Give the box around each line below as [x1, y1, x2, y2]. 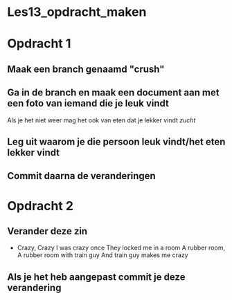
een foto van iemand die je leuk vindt [7, 97, 170, 109]
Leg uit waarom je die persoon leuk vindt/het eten [7, 135, 226, 147]
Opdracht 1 [7, 36, 71, 52]
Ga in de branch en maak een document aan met [7, 87, 220, 99]
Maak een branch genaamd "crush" [7, 63, 165, 75]
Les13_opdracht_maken [7, 4, 147, 20]
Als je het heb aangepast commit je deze [7, 271, 186, 283]
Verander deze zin [7, 225, 88, 237]
